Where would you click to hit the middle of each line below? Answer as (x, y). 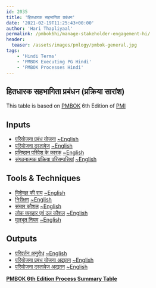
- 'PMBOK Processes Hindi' (50, 67)
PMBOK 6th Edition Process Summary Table (62, 278)
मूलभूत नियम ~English (38, 219)
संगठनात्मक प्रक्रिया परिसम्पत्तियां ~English (56, 159)
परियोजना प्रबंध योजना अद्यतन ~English (54, 260)
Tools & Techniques (43, 178)
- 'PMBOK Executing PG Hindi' (54, 62)
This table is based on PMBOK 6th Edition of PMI (66, 106)
